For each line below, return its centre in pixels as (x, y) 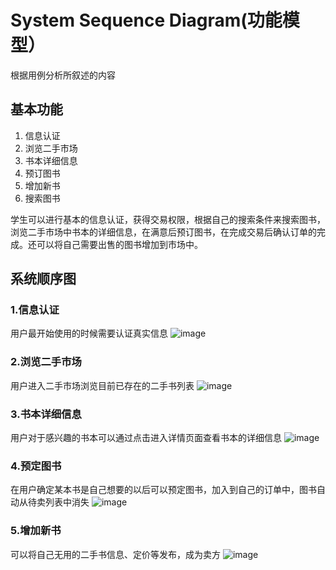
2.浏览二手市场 (46, 362)
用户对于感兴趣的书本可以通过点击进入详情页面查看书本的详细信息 (146, 438)
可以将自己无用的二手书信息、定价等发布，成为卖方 (115, 554)
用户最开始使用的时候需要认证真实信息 (89, 333)
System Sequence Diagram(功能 (146, 20)
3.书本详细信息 (46, 414)
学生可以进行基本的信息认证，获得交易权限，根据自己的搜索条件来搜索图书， (168, 219)
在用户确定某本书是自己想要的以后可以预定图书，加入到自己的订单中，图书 (163, 490)
